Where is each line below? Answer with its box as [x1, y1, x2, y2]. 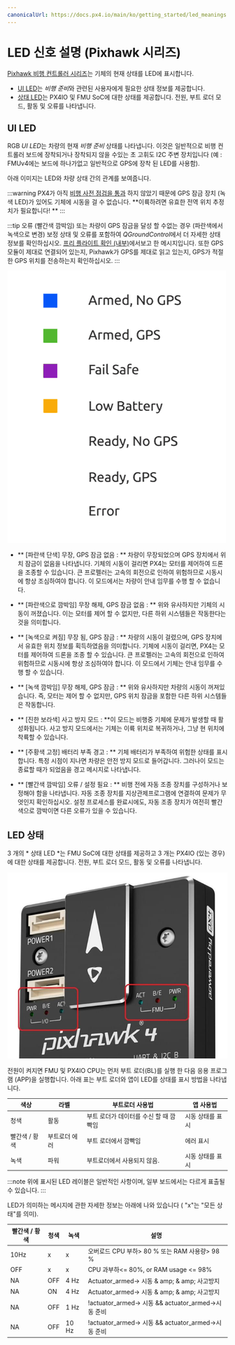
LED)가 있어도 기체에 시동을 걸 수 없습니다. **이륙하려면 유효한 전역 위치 [14, 198, 212, 206]
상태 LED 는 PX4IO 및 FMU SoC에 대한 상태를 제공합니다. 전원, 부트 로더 [17, 93, 215, 101]
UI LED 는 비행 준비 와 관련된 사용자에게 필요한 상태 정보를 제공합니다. [17, 84, 205, 93]
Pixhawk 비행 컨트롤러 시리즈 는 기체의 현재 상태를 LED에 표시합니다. [7, 69, 194, 77]
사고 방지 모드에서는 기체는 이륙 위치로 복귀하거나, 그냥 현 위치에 [49, 724, 225, 733]
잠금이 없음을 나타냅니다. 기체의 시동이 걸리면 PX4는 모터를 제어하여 [24, 560, 211, 568]
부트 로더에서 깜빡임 [86, 1136, 141, 1144]
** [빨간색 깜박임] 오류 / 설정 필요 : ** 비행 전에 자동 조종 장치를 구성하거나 [17, 780, 220, 789]
